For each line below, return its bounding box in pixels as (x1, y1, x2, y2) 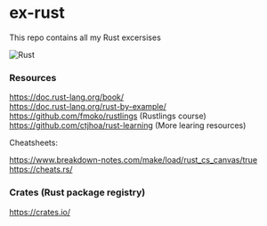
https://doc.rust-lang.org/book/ (9, 92, 125, 102)
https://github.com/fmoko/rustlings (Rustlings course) (9, 110, 206, 122)
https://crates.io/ (9, 206, 71, 217)
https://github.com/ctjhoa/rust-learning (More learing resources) (9, 120, 247, 131)
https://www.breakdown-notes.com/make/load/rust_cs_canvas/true (9, 155, 258, 165)
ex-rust (9, 3, 65, 23)
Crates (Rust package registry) (9, 186, 146, 198)
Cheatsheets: (9, 137, 58, 149)
